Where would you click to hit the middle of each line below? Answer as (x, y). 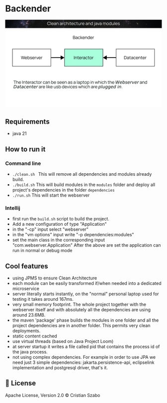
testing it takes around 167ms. (43, 299)
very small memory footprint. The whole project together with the (79, 304)
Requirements (27, 121)
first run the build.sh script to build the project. (61, 219)
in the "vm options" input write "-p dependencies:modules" (73, 235)
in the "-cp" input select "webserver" (50, 229)
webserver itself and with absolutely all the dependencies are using (81, 310)
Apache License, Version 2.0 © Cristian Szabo (53, 395)
